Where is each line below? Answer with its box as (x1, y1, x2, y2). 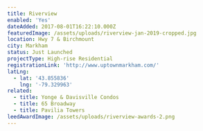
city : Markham (7, 42, 48, 49)
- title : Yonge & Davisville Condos (13, 94, 119, 101)
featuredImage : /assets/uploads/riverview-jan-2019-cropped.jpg (7, 29, 197, 37)
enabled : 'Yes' (7, 17, 51, 24)
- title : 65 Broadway (13, 101, 76, 107)
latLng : (7, 68, 30, 75)
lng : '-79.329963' (19, 81, 73, 88)
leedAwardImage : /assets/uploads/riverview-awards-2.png (7, 113, 175, 120)
